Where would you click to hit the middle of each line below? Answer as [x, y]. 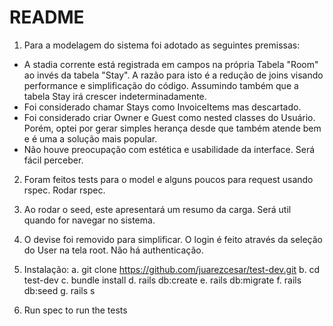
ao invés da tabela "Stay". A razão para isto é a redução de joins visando [173, 75]
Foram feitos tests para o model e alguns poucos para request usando [168, 179]
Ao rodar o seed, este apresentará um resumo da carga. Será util [157, 209]
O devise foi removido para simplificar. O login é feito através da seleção [173, 239]
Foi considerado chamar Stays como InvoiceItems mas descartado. [162, 107]
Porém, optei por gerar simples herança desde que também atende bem [172, 128]
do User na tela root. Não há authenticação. [113, 250]
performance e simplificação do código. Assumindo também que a [161, 85]
